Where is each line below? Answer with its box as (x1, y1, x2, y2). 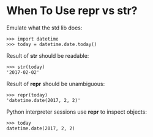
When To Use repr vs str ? (6, 4, 138, 18)
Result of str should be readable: (6, 52, 89, 59)
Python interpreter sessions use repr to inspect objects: (6, 108, 147, 115)
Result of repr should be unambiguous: (6, 80, 105, 87)
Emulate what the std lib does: (6, 24, 83, 31)
